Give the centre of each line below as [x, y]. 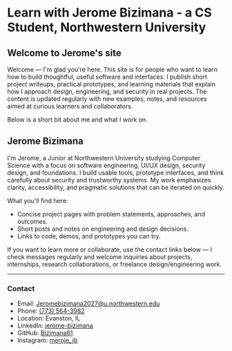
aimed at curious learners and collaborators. [70, 106]
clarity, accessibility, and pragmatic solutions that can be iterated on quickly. [116, 187]
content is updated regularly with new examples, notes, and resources [107, 99]
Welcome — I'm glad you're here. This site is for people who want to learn [112, 69]
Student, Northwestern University [107, 27]
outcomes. [32, 221]
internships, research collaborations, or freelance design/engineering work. [115, 264]
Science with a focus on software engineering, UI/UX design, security [106, 165]
